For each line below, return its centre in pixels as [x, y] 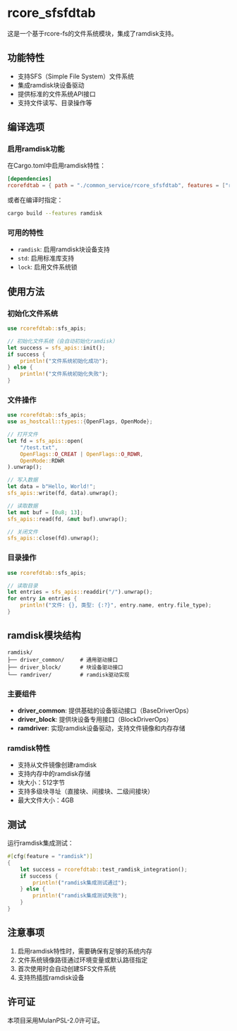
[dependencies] [30, 179]
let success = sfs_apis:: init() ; [56, 347]
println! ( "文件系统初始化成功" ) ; [64, 361]
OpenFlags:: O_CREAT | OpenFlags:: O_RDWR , [81, 454]
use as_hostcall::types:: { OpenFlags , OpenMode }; [80, 422]
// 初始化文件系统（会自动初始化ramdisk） [62, 341]
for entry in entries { [42, 599]
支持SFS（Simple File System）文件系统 [75, 76]
